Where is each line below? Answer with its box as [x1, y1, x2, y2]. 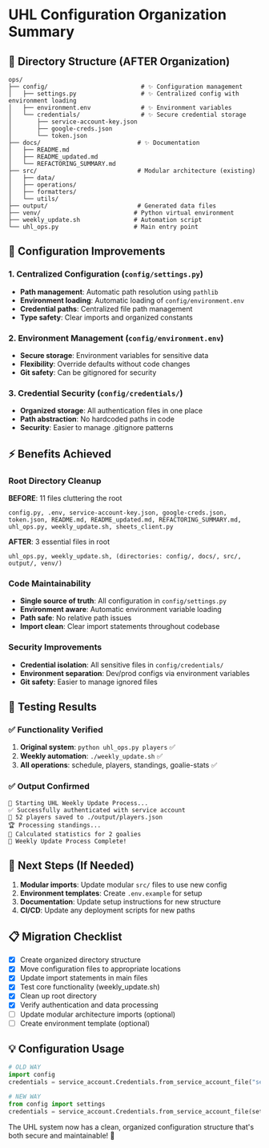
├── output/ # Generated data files [8, 202, 217, 210]
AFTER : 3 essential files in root [8, 537, 110, 546]
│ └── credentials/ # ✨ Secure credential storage [8, 111, 247, 119]
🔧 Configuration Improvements [8, 244, 166, 258]
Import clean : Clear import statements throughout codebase [19, 622, 220, 631]
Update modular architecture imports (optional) [19, 1009, 176, 1019]
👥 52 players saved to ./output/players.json [8, 813, 163, 821]
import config [8, 1071, 56, 1079]
